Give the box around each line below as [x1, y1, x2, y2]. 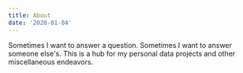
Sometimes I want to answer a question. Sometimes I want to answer [8, 40, 233, 49]
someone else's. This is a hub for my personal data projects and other [8, 49, 236, 58]
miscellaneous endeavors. [8, 57, 93, 67]
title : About [8, 11, 51, 20]
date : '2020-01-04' [8, 19, 73, 27]
